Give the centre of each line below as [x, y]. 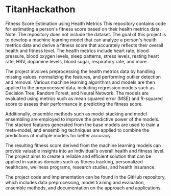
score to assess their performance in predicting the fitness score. [74, 104]
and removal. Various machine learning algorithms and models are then [80, 82]
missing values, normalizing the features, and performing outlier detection [83, 77]
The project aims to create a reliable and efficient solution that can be [78, 156]
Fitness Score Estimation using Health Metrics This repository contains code [86, 23]
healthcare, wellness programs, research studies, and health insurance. [80, 167]
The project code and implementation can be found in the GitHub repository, [86, 177]
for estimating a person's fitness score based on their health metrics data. [83, 29]
